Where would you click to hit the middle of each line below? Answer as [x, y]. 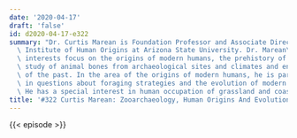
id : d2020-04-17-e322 [49, 34]
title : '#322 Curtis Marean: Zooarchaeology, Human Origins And [130, 100]
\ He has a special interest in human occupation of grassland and [144, 91]
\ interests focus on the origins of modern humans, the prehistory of [152, 58]
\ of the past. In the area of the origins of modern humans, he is [146, 75]
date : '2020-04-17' [45, 17]
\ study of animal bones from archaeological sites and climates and [148, 67]
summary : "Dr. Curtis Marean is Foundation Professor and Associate [138, 42]
